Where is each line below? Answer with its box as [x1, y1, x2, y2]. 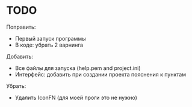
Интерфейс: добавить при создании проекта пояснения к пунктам [14, 71, 187, 78]
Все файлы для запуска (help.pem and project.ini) [14, 64, 141, 72]
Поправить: [6, 23, 36, 30]
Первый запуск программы [14, 35, 86, 42]
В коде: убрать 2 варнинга [14, 41, 83, 48]
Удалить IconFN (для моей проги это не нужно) [14, 94, 137, 101]
